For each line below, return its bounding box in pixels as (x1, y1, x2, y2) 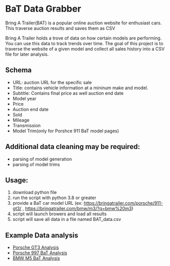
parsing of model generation (12, 156, 72, 162)
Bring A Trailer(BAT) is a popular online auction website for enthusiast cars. (5, 20, 162, 26)
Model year (12, 95, 36, 101)
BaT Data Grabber (5, 3, 81, 15)
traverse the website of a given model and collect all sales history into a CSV (5, 46, 165, 52)
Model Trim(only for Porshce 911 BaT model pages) (12, 128, 119, 134)
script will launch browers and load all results (12, 211, 107, 217)
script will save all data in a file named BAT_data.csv (12, 216, 121, 222)
